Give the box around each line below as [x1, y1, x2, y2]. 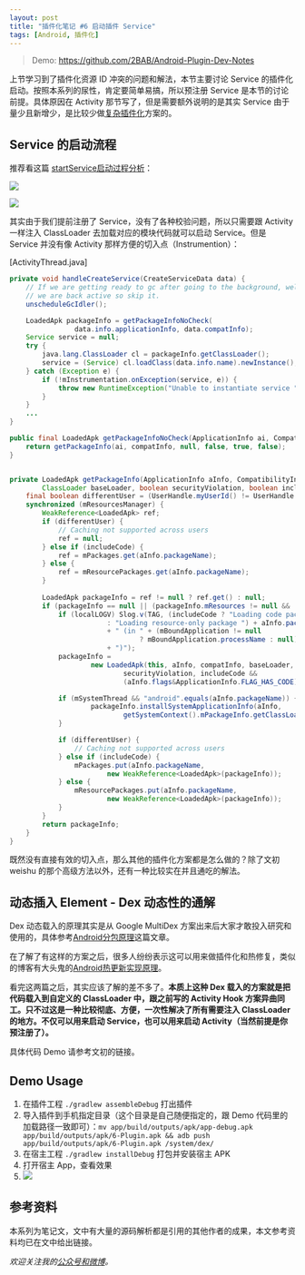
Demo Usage [9, 1073, 84, 1089]
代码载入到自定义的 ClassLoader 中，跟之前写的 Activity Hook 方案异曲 [9, 993, 278, 1004]
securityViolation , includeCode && [123, 669, 258, 678]
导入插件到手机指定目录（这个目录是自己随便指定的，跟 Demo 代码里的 [22, 1110, 289, 1121]
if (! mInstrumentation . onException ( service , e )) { [42, 375, 238, 384]
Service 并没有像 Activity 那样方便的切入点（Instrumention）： [9, 239, 241, 250]
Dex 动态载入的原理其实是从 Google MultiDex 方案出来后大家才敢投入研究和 [9, 920, 292, 931]
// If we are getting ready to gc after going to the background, [25, 283, 282, 292]
